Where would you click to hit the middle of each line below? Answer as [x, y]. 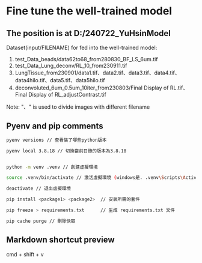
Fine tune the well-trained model [89, 11]
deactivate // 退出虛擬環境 [38, 189]
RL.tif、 [179, 88]
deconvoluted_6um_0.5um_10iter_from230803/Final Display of [92, 88]
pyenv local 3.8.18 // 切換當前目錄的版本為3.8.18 [66, 151]
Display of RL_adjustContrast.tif [67, 95]
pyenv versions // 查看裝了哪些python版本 [57, 140]
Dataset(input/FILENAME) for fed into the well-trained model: [82, 47]
